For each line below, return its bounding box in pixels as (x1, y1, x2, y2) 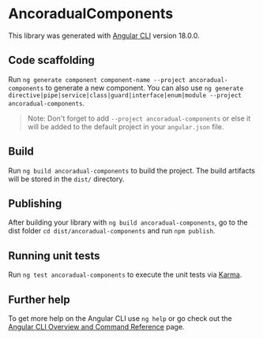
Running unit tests (8, 249, 100, 263)
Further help (8, 292, 71, 306)
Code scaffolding (8, 54, 95, 67)
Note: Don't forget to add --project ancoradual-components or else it (27, 114, 251, 123)
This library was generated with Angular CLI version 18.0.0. (8, 31, 200, 40)
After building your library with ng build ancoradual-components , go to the (8, 218, 248, 227)
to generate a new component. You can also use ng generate (45, 83, 244, 92)
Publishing (8, 196, 62, 210)
